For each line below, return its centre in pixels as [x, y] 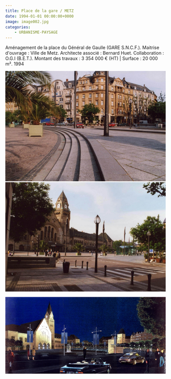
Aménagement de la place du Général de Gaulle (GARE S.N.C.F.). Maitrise [82, 48]
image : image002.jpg [27, 21]
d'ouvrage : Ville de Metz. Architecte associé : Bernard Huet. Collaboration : [85, 53]
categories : [18, 27]
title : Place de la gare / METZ [39, 11]
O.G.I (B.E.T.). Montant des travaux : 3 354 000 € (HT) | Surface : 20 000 [82, 58]
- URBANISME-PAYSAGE [36, 32]
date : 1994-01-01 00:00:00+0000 [39, 16]
